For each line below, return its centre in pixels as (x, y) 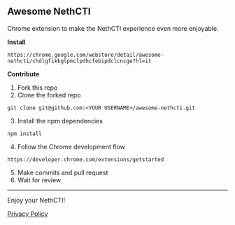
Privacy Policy (28, 214)
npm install (24, 134)
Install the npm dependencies (60, 121)
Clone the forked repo (49, 95)
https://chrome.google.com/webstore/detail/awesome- (86, 55)
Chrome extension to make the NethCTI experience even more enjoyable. (113, 28)
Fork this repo (37, 88)
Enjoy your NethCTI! (36, 200)
